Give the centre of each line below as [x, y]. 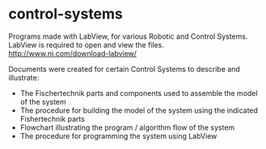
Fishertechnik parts [52, 118]
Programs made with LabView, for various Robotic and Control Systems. [128, 36]
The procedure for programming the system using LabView [118, 136]
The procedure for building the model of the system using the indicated [139, 110]
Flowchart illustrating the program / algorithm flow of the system [127, 127]
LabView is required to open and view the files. [86, 44]
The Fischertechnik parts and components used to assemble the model [139, 93]
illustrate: [24, 77]
